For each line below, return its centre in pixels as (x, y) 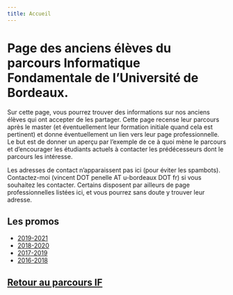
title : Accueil (29, 14)
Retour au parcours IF (55, 282)
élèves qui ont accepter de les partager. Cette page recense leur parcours (113, 119)
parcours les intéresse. (40, 156)
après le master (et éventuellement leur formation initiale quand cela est (110, 127)
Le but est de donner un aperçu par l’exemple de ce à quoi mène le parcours (117, 142)
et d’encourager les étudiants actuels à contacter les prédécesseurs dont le (115, 149)
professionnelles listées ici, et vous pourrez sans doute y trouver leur (106, 192)
